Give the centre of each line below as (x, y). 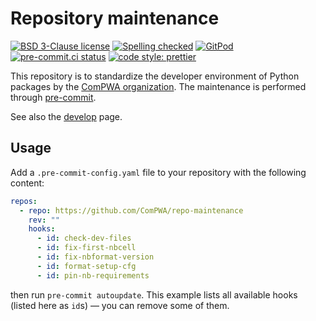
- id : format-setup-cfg (86, 266)
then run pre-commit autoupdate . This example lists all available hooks (154, 294)
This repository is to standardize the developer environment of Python (155, 76)
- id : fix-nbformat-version (95, 257)
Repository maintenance (115, 18)
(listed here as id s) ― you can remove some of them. (120, 305)
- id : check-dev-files (84, 238)
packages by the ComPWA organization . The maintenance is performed (158, 86)
